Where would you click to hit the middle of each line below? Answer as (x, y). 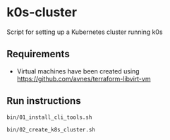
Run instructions (44, 101)
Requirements (38, 54)
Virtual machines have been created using (78, 71)
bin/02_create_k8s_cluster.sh (51, 130)
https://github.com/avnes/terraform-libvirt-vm (84, 78)
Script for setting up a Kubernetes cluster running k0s (85, 32)
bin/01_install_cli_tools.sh (49, 117)
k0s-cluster (42, 12)
